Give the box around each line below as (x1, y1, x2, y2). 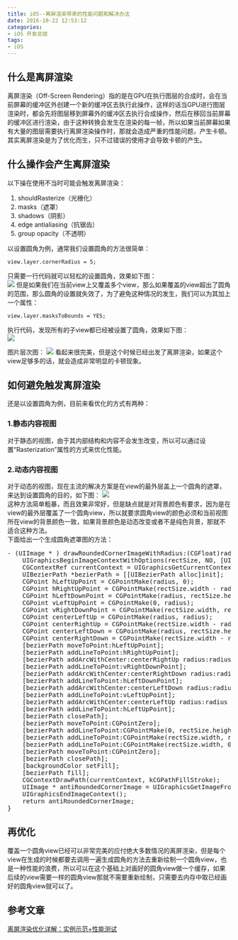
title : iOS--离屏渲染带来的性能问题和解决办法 (7, 10, 130, 18)
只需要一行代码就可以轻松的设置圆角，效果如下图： (7, 271, 157, 280)
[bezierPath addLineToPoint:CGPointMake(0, (22, 727, 176, 735)
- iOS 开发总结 (7, 30, 48, 38)
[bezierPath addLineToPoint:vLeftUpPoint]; (22, 691, 176, 699)
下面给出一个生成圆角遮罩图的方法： (7, 536, 113, 544)
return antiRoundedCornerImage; (22, 798, 135, 805)
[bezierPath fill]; (22, 769, 90, 777)
